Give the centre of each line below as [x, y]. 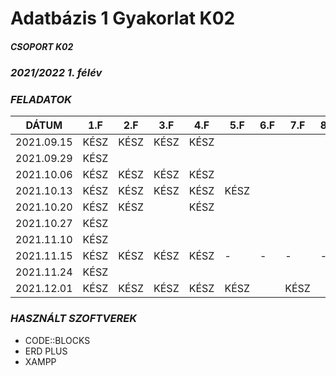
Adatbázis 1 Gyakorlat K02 [123, 18]
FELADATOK [41, 100]
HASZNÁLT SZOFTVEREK [73, 319]
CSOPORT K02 [42, 46]
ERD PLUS [46, 351]
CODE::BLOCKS [57, 340]
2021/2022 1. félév [56, 73]
